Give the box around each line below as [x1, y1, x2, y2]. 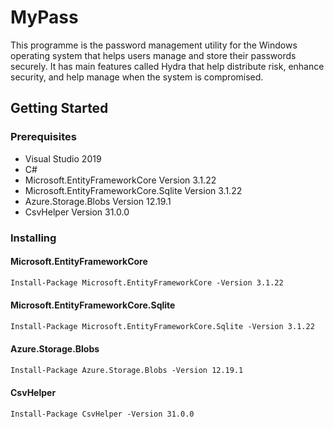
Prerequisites [10, 130, 77, 144]
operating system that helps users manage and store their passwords [10, 49, 297, 61]
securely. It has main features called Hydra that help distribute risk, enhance [10, 60, 325, 72]
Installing [10, 231, 57, 245]
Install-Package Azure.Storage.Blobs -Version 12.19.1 [10, 365, 244, 375]
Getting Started [10, 100, 109, 117]
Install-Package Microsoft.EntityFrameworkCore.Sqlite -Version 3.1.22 [10, 321, 315, 331]
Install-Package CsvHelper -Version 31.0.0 [10, 409, 195, 419]
